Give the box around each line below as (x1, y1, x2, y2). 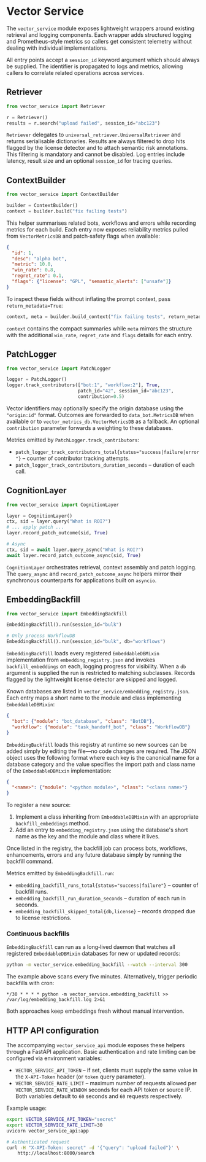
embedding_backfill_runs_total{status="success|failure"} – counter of (15, 881, 199, 889)
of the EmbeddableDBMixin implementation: (6, 766, 112, 774)
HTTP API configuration (6, 1025, 99, 1035)
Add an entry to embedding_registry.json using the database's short (15, 826, 188, 833)
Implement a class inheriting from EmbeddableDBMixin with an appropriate (15, 813, 199, 821)
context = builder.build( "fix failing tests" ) (6, 208, 128, 214)
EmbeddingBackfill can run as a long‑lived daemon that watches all (6, 943, 176, 951)
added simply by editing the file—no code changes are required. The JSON (6, 747, 196, 755)
